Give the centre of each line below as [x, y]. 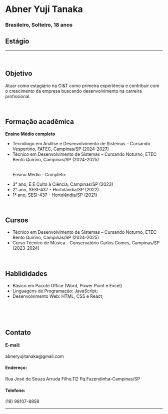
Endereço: [16, 368]
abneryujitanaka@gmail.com [34, 356]
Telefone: [15, 390]
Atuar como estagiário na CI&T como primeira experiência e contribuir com [82, 86]
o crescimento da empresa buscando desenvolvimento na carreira [73, 91]
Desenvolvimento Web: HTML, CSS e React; [58, 296]
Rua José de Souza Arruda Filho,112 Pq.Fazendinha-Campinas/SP [73, 378]
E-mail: [13, 345]
